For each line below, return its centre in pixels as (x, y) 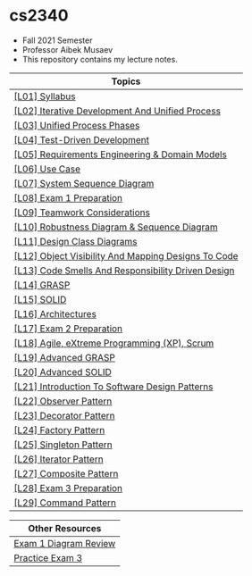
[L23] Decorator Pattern (64, 415)
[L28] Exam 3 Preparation (68, 488)
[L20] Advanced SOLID (63, 371)
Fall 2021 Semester (57, 40)
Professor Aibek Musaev (67, 49)
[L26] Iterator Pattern (59, 459)
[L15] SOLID (40, 299)
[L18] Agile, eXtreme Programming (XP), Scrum (114, 343)
